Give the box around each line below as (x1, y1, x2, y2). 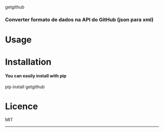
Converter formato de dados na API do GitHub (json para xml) (5, 16, 154, 23)
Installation (5, 57, 52, 68)
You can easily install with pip (5, 73, 67, 78)
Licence (5, 101, 38, 112)
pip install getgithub (5, 84, 45, 90)
